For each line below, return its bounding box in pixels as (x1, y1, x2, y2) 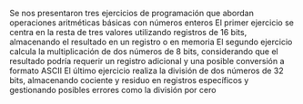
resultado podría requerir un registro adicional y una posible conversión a (9, 56, 285, 66)
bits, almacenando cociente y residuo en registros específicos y (9, 75, 249, 85)
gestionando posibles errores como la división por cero (9, 85, 217, 95)
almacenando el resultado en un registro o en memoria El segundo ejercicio (9, 36, 293, 47)
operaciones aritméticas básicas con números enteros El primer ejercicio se (9, 17, 294, 28)
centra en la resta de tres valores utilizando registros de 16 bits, (9, 27, 247, 37)
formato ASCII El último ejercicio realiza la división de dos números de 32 (9, 65, 284, 76)
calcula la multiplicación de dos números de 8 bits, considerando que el (9, 46, 279, 57)
